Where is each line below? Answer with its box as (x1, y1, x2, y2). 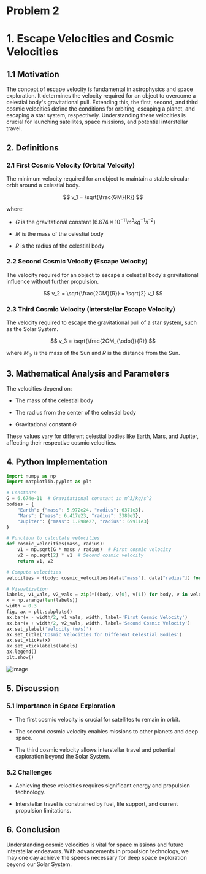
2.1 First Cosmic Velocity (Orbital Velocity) (6, 161, 135, 170)
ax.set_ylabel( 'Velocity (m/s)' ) (6, 626, 92, 632)
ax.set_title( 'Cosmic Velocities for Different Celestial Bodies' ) (6, 631, 183, 638)
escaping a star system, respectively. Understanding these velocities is (6, 112, 186, 119)
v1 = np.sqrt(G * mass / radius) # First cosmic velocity (17, 547, 172, 553)
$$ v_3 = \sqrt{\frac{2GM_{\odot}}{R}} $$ (50, 337, 156, 345)
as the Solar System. (6, 326, 59, 333)
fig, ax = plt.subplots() (6, 609, 72, 615)
